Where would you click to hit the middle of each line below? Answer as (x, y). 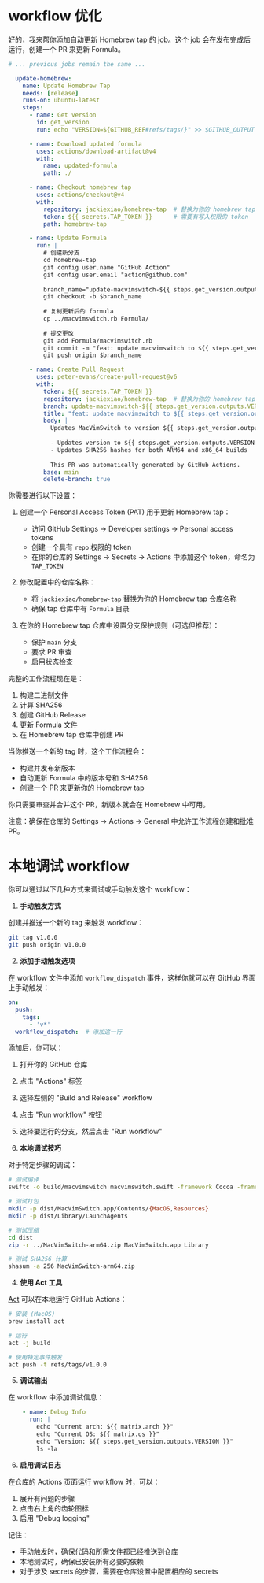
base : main (61, 472)
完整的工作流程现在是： (46, 679)
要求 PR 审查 (51, 652)
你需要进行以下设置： (42, 495)
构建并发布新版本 (47, 768)
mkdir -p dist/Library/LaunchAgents (68, 1216)
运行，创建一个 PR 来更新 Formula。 (67, 49)
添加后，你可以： (36, 1047)
